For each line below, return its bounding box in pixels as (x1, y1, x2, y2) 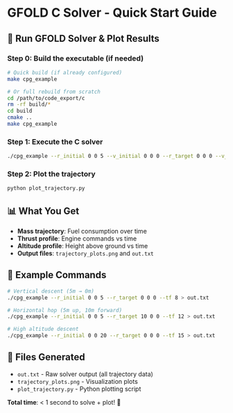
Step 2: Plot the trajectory (7, 169, 96, 179)
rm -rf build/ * (7, 101, 51, 108)
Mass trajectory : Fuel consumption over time (17, 227, 147, 236)
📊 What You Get (7, 205, 80, 217)
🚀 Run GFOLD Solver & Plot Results (7, 33, 159, 44)
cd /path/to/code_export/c (7, 95, 85, 102)
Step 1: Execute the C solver (7, 137, 103, 147)
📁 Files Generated (7, 351, 85, 363)
